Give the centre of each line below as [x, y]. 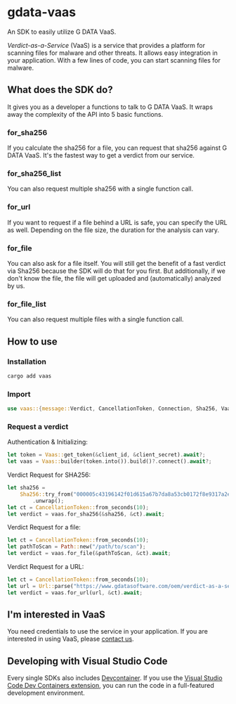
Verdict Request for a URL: [46, 567]
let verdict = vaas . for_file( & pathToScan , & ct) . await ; [89, 553]
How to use [32, 341]
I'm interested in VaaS [56, 615]
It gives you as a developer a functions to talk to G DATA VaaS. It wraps [110, 107]
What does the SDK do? [60, 90]
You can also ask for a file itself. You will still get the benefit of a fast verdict [117, 263]
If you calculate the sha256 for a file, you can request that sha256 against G [117, 148]
